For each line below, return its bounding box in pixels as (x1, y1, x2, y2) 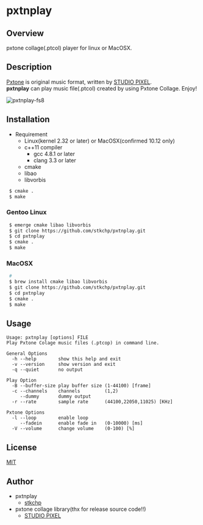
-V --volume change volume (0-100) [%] (12, 426, 135, 432)
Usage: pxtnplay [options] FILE (6, 335, 88, 341)
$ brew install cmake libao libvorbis (9, 279, 108, 285)
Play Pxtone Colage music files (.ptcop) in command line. (6, 340, 160, 346)
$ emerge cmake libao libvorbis (9, 222, 91, 228)
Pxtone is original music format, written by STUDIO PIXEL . (6, 78, 152, 86)
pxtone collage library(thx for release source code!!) (15, 505, 146, 513)
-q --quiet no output (12, 367, 84, 373)
